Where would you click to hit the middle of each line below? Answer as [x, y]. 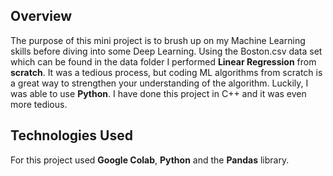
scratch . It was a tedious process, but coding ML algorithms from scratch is [166, 72]
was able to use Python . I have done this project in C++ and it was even [158, 93]
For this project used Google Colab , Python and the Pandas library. [150, 160]
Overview [41, 16]
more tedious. [39, 104]
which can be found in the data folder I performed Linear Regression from [163, 61]
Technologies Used [71, 135]
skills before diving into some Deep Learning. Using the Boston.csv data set [166, 51]
